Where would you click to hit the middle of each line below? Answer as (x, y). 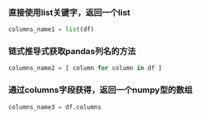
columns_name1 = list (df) (51, 29)
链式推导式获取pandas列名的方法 (72, 52)
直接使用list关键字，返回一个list (69, 12)
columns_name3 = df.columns (55, 107)
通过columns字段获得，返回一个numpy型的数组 (100, 90)
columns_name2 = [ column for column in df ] (85, 68)
